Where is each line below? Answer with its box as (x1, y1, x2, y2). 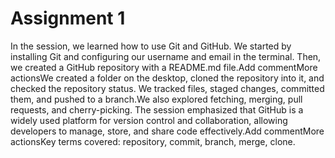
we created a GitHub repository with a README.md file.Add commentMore (10, 61, 318, 73)
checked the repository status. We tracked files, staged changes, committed (10, 82, 325, 94)
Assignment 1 (10, 7, 126, 30)
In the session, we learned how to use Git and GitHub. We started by (10, 40, 292, 52)
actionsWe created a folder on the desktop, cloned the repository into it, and (10, 72, 325, 84)
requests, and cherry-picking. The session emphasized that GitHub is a (10, 103, 304, 116)
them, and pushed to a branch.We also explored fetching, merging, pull (10, 93, 303, 105)
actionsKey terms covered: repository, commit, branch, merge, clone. (10, 135, 296, 147)
